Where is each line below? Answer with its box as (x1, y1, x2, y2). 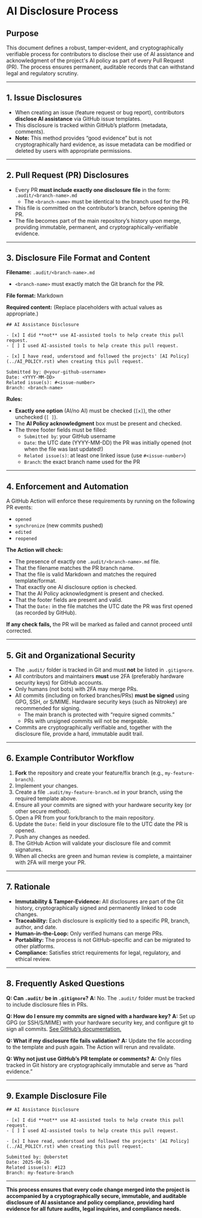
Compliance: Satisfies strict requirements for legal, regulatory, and (14, 949, 181, 956)
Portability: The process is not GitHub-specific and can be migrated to (14, 936, 191, 943)
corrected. (6, 627, 32, 634)
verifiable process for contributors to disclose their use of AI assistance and (6, 51, 194, 58)
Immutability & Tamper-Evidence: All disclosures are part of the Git (14, 898, 184, 905)
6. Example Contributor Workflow (6, 753, 134, 764)
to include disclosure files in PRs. (6, 1001, 88, 1008)
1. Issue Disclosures (6, 93, 82, 103)
